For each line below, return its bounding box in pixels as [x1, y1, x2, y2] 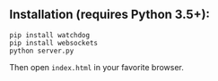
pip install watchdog [9, 30, 91, 39]
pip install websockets [9, 38, 99, 47]
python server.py [9, 46, 74, 55]
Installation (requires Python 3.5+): [9, 7, 211, 22]
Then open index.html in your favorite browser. [9, 61, 184, 72]
